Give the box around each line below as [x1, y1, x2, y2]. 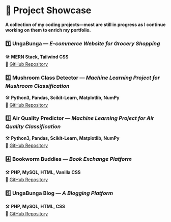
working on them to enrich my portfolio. [5, 27, 91, 33]
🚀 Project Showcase [5, 5, 92, 16]
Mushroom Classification [5, 83, 70, 90]
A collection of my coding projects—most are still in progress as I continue [5, 21, 166, 28]
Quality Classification [5, 123, 61, 130]
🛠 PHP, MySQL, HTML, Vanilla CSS [5, 169, 81, 176]
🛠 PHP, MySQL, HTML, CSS [5, 204, 65, 210]
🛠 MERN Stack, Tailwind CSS [5, 54, 69, 60]
